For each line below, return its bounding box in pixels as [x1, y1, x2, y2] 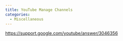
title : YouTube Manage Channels [5, 7, 73, 12]
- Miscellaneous [10, 16, 44, 21]
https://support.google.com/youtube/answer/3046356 [5, 30, 118, 36]
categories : [5, 12, 30, 17]
